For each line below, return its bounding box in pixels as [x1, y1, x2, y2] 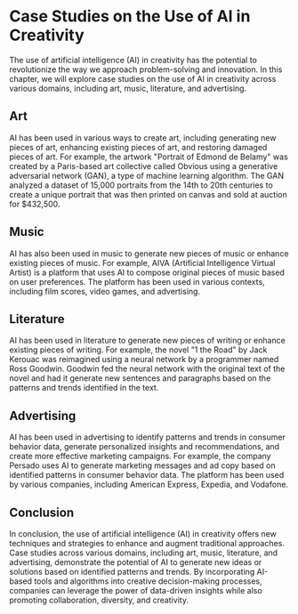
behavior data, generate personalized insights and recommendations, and [9, 441, 280, 452]
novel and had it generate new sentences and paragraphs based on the [9, 373, 271, 384]
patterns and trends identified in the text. [9, 383, 159, 393]
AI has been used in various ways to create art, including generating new [9, 132, 277, 143]
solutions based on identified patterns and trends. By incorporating [9, 567, 255, 577]
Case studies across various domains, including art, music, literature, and [9, 547, 278, 558]
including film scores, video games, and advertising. [9, 286, 201, 296]
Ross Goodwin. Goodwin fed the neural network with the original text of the [9, 363, 286, 375]
